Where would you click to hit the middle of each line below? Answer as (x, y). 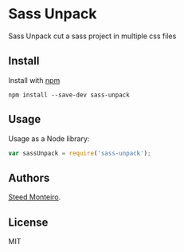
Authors (29, 177)
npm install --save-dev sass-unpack (69, 95)
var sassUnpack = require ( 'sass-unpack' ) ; (80, 153)
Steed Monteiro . (35, 197)
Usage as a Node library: (49, 138)
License (28, 222)
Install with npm (34, 80)
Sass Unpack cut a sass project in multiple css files (92, 36)
